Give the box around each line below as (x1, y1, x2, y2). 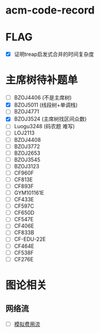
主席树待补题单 (5, 74, 78, 87)
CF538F (14, 249, 34, 256)
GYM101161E (14, 189, 45, 196)
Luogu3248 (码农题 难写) (14, 123, 75, 130)
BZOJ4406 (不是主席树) (14, 94, 72, 101)
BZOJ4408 (14, 136, 41, 143)
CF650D (14, 209, 35, 217)
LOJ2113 (14, 129, 35, 136)
